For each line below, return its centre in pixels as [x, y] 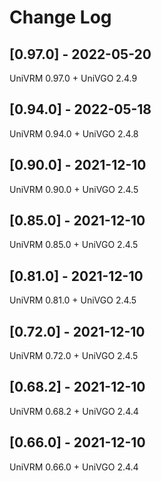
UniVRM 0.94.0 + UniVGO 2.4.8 [74, 133]
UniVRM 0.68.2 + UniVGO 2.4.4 [74, 411]
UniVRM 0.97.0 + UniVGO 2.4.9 [73, 78]
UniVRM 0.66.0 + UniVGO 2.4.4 [74, 467]
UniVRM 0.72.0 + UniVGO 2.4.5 [74, 356]
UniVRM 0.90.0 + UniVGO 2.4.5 [74, 189]
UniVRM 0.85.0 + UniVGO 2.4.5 [74, 245]
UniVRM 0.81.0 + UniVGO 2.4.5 [73, 300]
